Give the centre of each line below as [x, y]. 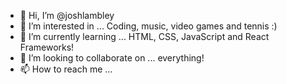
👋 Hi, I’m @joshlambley [67, 15]
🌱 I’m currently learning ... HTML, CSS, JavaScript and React [144, 36]
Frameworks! [47, 47]
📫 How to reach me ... [66, 69]
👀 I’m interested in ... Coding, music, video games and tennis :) [148, 26]
